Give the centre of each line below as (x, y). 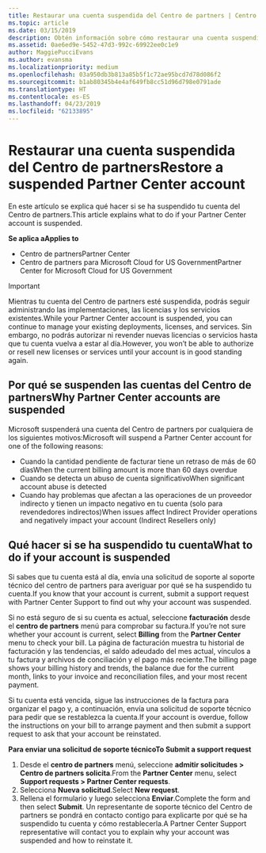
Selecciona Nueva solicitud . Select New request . (100, 790)
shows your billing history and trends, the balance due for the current (122, 667)
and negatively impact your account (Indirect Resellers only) (118, 520)
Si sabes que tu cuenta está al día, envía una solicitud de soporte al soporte (131, 576)
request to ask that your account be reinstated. (85, 733)
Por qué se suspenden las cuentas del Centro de (130, 385)
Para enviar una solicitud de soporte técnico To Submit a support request (130, 749)
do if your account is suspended (89, 558)
